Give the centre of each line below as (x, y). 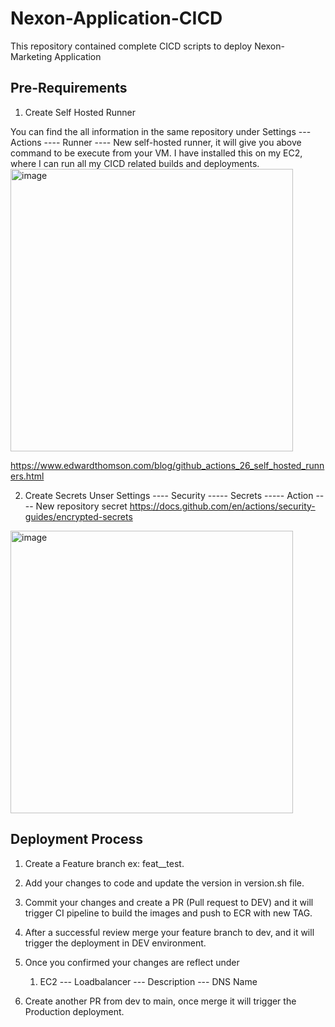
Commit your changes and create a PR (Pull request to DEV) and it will (169, 902)
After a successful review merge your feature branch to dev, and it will (169, 932)
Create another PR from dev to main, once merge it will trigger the (160, 1001)
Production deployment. (74, 1011)
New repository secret (81, 506)
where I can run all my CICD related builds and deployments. (135, 163)
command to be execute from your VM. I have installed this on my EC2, (156, 153)
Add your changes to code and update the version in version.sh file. (164, 883)
